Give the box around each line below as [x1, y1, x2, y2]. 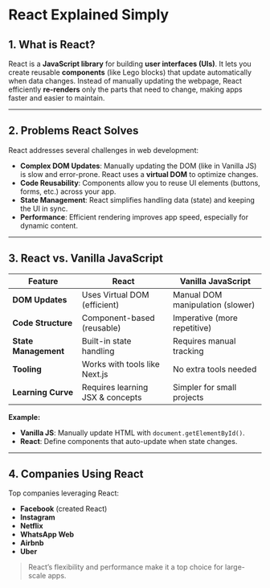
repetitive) [172, 322, 212, 333]
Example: [8, 412, 41, 421]
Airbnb [19, 538, 44, 548]
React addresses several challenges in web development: [8, 145, 199, 154]
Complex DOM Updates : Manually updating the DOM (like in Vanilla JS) [19, 161, 257, 171]
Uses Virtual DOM [81, 289, 150, 300]
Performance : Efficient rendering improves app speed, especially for [19, 212, 249, 222]
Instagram [19, 512, 55, 522]
